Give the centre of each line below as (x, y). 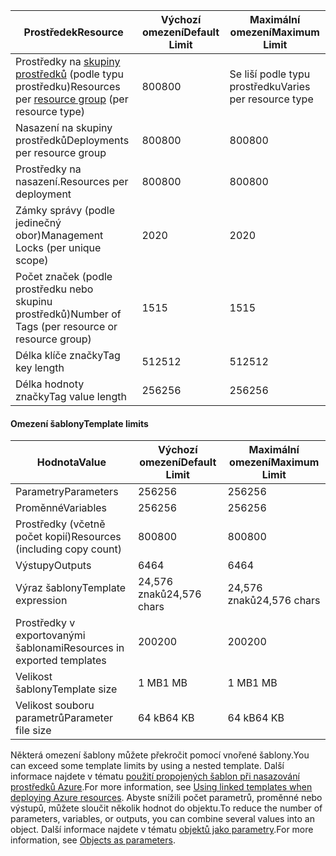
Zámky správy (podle (65, 210)
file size (33, 731)
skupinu (34, 301)
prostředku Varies (270, 86)
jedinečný (38, 222)
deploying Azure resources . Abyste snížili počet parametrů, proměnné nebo (166, 798)
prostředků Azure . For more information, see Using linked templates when (161, 787)
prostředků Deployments (72, 140)
